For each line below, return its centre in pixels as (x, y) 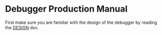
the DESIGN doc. (22, 27)
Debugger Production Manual (66, 9)
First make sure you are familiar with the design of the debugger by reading (81, 22)
